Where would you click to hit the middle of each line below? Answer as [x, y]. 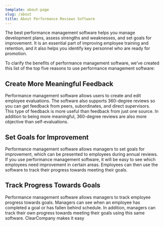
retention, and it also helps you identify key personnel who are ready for [78, 48]
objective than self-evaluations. [37, 122]
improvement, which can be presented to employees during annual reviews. [82, 154]
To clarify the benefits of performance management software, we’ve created [82, 63]
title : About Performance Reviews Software [50, 19]
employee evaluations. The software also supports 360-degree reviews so [80, 101]
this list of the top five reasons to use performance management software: [80, 68]
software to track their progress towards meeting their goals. [66, 170]
